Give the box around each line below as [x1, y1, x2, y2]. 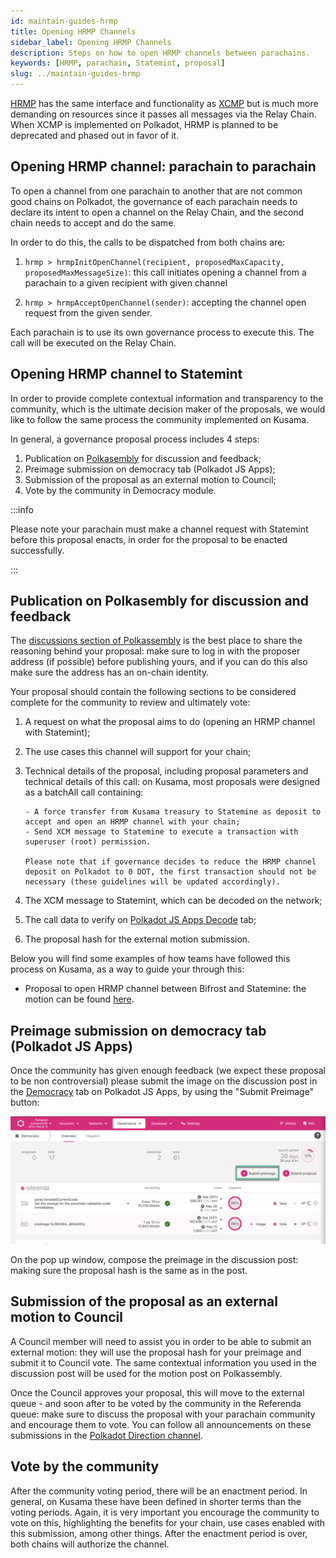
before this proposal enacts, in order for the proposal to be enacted [10, 533, 288, 545]
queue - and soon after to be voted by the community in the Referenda [10, 1397, 302, 1409]
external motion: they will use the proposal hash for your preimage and [10, 1346, 302, 1358]
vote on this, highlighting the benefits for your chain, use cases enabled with [10, 1516, 326, 1529]
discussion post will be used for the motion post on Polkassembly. [10, 1367, 283, 1379]
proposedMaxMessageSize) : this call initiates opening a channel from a [24, 266, 307, 278]
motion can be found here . [24, 993, 135, 1005]
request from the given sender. [24, 306, 153, 319]
